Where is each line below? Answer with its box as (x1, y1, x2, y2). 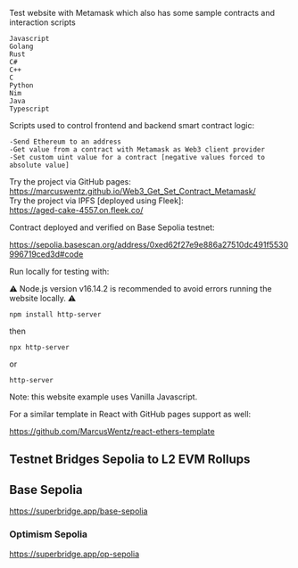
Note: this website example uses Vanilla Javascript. (9, 391, 198, 402)
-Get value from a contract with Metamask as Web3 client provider (9, 145, 266, 154)
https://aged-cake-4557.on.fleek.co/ (9, 205, 144, 215)
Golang (9, 42, 34, 51)
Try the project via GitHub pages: (9, 177, 131, 186)
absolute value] (9, 161, 70, 169)
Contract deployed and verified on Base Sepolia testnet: (9, 222, 216, 233)
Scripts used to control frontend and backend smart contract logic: (9, 120, 255, 130)
